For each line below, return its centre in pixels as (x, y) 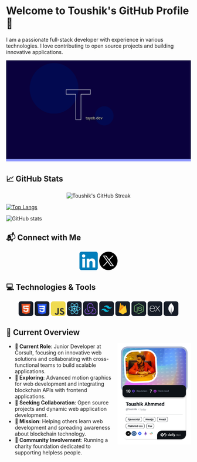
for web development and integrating (59, 384)
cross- (101, 359)
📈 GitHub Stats (35, 178)
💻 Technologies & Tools (51, 287)
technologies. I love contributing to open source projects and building (90, 46)
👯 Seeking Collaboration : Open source (62, 403)
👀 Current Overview (43, 332)
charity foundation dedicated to (52, 446)
